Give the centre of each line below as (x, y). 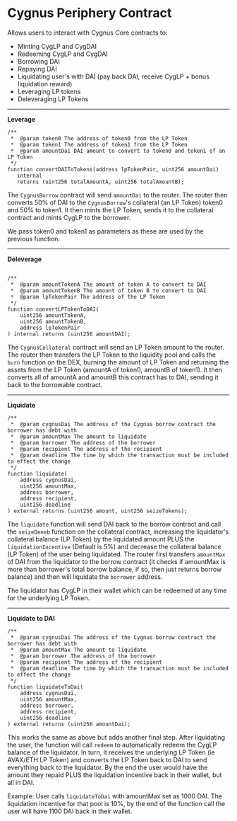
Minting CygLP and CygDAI (57, 46)
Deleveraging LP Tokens (53, 99)
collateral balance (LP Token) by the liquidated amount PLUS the (101, 539)
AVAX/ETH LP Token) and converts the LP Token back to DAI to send (107, 759)
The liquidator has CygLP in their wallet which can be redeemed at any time (117, 590)
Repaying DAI (37, 69)
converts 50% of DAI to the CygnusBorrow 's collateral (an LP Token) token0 (115, 202)
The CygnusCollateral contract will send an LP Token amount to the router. (116, 347)
